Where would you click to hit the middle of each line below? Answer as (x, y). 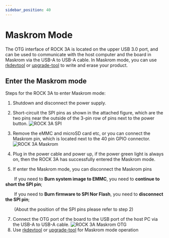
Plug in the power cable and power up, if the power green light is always (88, 154)
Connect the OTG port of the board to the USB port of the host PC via (85, 219)
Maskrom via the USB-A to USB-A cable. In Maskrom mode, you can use (81, 60)
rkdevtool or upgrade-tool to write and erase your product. (66, 65)
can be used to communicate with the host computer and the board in (78, 54)
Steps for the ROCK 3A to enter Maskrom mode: (56, 93)
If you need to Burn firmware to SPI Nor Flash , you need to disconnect (89, 194)
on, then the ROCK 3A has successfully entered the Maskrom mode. (84, 160)
